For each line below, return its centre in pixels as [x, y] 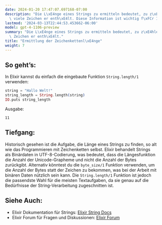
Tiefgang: [20, 133]
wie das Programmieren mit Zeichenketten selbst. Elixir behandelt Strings [78, 149]
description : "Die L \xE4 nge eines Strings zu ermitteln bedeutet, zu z [78, 14]
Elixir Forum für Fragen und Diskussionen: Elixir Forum [66, 217]
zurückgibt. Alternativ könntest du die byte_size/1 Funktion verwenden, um [80, 165]
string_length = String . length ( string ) [45, 95]
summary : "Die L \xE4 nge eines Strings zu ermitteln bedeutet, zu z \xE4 [78, 32]
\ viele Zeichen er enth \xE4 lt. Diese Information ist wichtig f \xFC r [82, 18]
